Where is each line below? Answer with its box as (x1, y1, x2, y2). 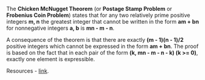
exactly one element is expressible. (6, 56, 95, 62)
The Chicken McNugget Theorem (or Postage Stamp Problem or (6, 5, 173, 12)
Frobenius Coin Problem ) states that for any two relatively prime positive (6, 12, 191, 19)
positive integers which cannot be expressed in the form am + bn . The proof (6, 42, 199, 50)
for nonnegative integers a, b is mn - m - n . (6, 24, 115, 32)
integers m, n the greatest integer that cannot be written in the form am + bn (6, 18, 199, 25)
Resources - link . (6, 67, 49, 75)
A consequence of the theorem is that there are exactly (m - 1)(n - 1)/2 (6, 36, 184, 43)
